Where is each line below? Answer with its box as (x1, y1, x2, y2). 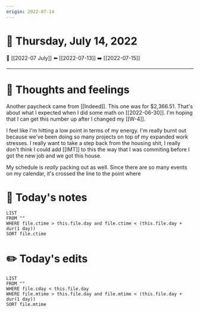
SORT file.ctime (6, 231, 46, 237)
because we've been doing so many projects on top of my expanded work (6, 133, 189, 140)
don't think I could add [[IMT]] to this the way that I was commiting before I (6, 146, 190, 153)
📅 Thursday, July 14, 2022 (6, 34, 138, 48)
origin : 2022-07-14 (6, 8, 55, 15)
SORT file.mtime (6, 301, 46, 308)
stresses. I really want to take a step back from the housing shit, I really (6, 139, 180, 146)
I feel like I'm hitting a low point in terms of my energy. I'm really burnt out (6, 127, 186, 134)
